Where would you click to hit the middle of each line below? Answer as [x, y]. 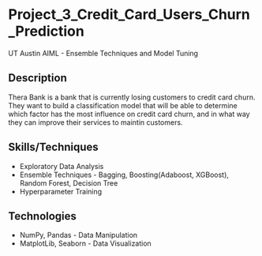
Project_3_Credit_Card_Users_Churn [129, 15]
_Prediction [46, 31]
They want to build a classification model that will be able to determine [123, 105]
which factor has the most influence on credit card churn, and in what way [129, 114]
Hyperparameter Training [61, 191]
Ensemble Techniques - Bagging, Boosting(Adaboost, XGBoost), [124, 175]
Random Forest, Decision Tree [69, 183]
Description [37, 78]
